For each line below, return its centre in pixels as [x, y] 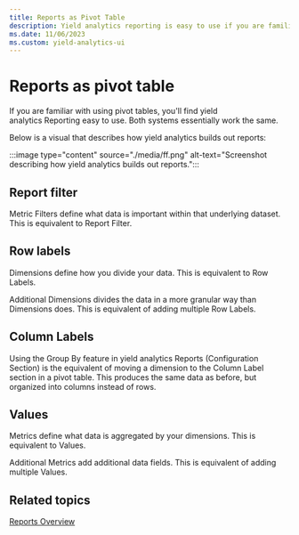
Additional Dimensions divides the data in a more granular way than [133, 299]
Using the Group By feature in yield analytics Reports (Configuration [134, 358]
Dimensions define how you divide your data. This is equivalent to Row [139, 272]
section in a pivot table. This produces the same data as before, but [133, 377]
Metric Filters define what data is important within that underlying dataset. [145, 214]
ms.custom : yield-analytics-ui [67, 42]
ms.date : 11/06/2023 [48, 34]
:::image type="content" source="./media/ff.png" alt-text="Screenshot [138, 155]
